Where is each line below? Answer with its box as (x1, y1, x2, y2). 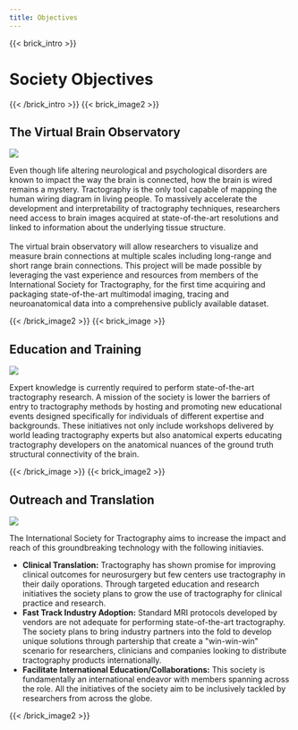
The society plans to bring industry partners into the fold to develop (21, 626, 272, 637)
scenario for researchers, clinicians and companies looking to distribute (21, 646, 287, 656)
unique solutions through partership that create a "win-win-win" (21, 636, 260, 646)
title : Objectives (9, 13, 78, 22)
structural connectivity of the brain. (9, 449, 140, 459)
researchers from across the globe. (21, 693, 153, 703)
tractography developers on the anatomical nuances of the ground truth (9, 440, 275, 451)
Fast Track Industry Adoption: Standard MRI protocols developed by (21, 607, 277, 618)
